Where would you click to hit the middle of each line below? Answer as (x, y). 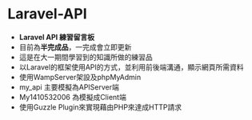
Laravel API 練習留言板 (57, 37)
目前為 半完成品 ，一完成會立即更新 (75, 47)
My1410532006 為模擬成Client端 (73, 97)
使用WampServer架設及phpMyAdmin (80, 77)
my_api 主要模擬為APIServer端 (69, 87)
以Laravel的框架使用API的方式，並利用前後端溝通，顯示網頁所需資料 (132, 67)
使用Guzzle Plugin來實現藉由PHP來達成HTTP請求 (100, 107)
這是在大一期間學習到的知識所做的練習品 (86, 57)
